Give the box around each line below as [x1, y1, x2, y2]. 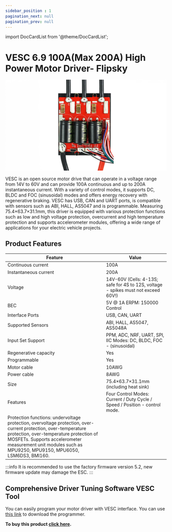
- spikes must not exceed [105, 287, 160, 293]
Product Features [5, 240, 62, 248]
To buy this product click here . [5, 521, 72, 527]
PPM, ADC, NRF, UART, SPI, [105, 332, 165, 338]
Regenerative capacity [7, 350, 55, 356]
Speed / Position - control [105, 402, 161, 408]
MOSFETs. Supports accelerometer [7, 436, 82, 442]
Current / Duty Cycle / [105, 396, 153, 402]
